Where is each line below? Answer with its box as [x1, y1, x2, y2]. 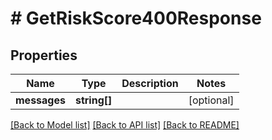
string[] [74, 93, 113, 107]
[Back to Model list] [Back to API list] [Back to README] [10, 119, 240, 131]
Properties [10, 47, 78, 64]
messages [15, 93, 66, 107]
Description [121, 77, 179, 90]
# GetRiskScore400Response [10, 7, 262, 30]
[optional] [188, 93, 235, 107]
